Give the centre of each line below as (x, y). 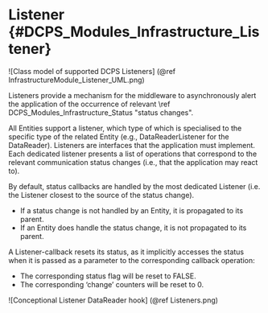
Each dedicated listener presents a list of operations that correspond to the (133, 154)
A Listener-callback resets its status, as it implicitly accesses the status (126, 252)
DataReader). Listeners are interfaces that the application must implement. (132, 145)
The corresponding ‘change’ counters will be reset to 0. (112, 284)
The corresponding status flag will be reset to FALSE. (108, 276)
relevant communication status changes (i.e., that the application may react (133, 162)
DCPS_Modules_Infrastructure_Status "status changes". (101, 112)
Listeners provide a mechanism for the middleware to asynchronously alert (132, 95)
